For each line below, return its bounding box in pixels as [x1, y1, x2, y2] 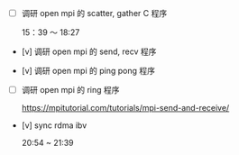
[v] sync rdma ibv [21, 120, 87, 131]
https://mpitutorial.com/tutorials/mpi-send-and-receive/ [21, 103, 230, 114]
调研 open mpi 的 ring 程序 [21, 85, 120, 96]
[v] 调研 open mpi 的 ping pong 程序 [21, 66, 155, 77]
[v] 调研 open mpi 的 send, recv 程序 [21, 46, 157, 57]
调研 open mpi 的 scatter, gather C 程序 [21, 8, 168, 18]
